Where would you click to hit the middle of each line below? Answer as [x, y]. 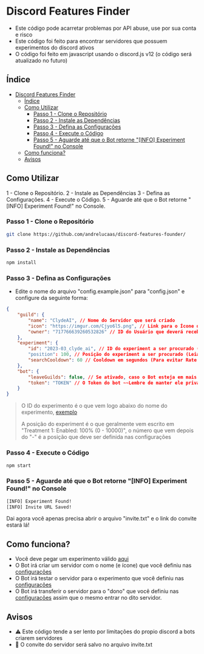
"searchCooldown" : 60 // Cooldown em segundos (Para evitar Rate [113, 360]
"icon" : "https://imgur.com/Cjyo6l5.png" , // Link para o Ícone [111, 326]
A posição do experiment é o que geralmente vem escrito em [98, 424]
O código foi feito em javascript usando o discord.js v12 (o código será [104, 54]
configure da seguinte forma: [51, 298]
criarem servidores [39, 638]
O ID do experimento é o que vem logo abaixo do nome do [94, 406]
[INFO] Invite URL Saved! [39, 507]
